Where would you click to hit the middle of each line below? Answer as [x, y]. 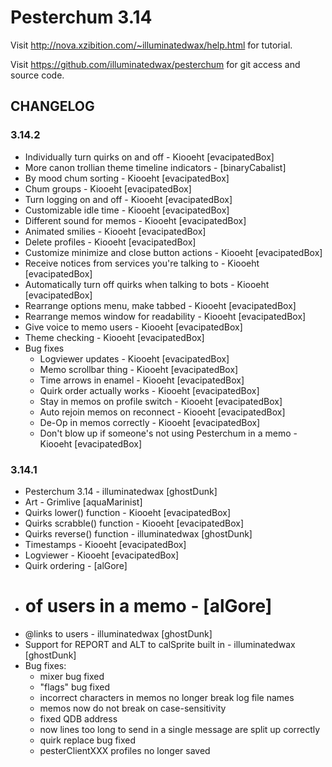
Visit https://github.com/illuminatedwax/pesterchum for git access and [155, 64]
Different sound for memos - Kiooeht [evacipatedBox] [135, 220]
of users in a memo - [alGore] [148, 606]
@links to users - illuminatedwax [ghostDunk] [118, 633]
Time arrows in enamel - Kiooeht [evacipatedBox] [142, 380]
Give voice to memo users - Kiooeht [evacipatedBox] [133, 327]
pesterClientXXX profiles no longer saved [125, 750]
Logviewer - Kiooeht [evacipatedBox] [102, 555]
